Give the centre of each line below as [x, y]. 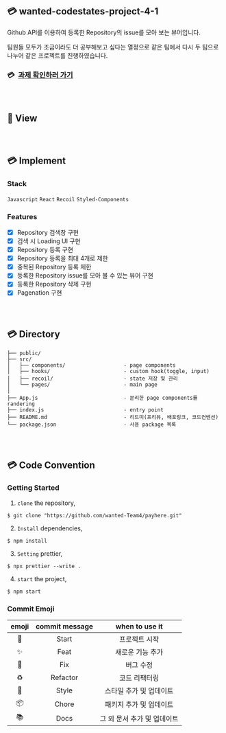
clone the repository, [46, 503]
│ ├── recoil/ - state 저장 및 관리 [92, 379]
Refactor [64, 677]
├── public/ [24, 353]
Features [22, 216]
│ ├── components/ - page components [91, 365]
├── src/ [20, 359]
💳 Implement [37, 161]
